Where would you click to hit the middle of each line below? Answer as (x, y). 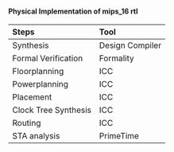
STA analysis (36, 136)
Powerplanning (41, 84)
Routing (27, 123)
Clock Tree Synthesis (52, 110)
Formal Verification (48, 58)
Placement (32, 97)
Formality (116, 58)
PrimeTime (119, 136)
